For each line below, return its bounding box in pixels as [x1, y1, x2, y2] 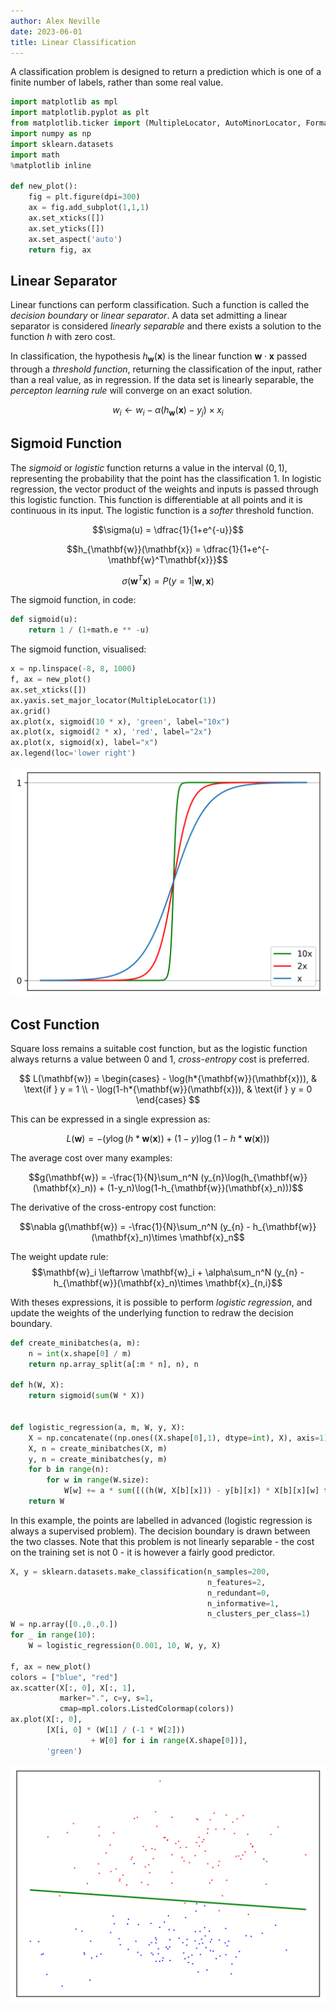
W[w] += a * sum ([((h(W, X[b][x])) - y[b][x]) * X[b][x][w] [63, 1486, 320, 1496]
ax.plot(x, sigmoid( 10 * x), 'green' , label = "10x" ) [10, 716, 230, 727]
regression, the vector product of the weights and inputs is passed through [10, 483, 319, 495]
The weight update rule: [10, 1250, 109, 1262]
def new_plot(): [10, 181, 78, 192]
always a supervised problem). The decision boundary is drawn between [10, 1525, 311, 1537]
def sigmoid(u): [10, 615, 78, 625]
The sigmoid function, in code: [10, 594, 137, 606]
